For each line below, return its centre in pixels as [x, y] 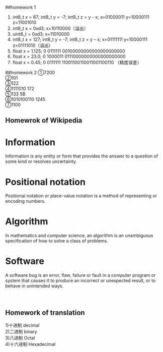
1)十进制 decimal [22, 325]
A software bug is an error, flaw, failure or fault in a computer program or [80, 275]
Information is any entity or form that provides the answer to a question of [82, 156]
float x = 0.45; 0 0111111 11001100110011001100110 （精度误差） [77, 62]
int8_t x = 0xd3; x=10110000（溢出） [50, 28]
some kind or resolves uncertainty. [41, 161]
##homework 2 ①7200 [30, 72]
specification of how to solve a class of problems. [57, 241]
